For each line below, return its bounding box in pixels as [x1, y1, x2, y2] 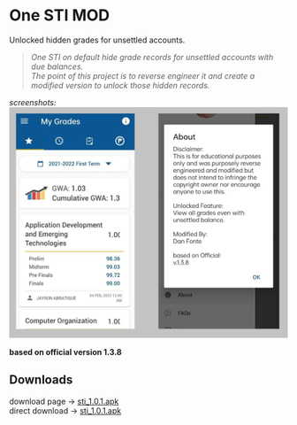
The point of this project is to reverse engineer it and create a [30, 70, 255, 81]
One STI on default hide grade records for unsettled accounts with [30, 51, 274, 62]
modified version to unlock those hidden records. [30, 80, 210, 90]
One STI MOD [9, 5, 110, 26]
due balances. [30, 61, 84, 72]
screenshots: [9, 97, 57, 107]
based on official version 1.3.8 [9, 346, 122, 357]
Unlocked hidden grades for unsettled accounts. [9, 35, 186, 45]
